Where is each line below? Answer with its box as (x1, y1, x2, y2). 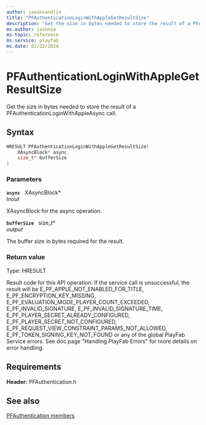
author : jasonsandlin (6, 9, 62, 15)
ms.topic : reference (6, 32, 59, 38)
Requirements (6, 362, 61, 372)
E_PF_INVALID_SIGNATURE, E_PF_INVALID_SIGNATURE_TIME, (6, 305, 163, 312)
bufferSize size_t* (6, 219, 56, 227)
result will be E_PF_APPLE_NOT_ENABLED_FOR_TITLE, (6, 285, 144, 293)
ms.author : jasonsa (6, 26, 56, 33)
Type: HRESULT (6, 267, 47, 274)
